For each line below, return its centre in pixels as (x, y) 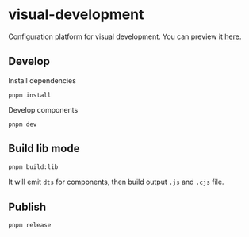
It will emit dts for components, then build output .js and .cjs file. (116, 182)
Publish (27, 206)
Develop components (43, 109)
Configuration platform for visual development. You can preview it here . (125, 36)
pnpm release (30, 225)
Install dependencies (42, 80)
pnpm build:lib (33, 167)
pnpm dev (23, 124)
